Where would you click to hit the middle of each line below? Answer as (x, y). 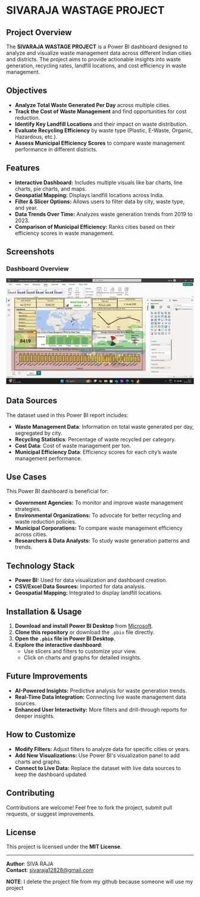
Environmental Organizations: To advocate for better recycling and (98, 515)
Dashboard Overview (37, 269)
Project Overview (39, 32)
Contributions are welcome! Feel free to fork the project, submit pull (89, 807)
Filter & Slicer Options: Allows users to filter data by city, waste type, (100, 201)
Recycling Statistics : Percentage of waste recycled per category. (95, 439)
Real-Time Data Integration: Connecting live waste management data (100, 697)
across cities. (31, 534)
